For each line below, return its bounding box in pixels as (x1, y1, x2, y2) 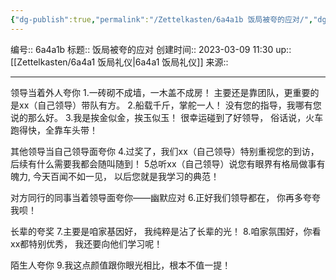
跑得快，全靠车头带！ (10, 124, 98, 136)
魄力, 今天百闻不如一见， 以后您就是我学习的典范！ (10, 170, 220, 182)
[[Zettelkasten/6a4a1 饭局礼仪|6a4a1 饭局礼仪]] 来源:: (10, 56, 229, 68)
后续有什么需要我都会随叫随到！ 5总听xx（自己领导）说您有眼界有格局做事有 (10, 157, 326, 170)
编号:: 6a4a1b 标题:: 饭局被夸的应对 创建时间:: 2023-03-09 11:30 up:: (10, 43, 292, 55)
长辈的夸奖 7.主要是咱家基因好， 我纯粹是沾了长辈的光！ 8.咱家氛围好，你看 (10, 225, 322, 237)
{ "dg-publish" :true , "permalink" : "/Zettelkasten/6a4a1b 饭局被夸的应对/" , (10, 14, 314, 25)
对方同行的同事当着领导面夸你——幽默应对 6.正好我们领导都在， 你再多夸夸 (10, 191, 322, 203)
